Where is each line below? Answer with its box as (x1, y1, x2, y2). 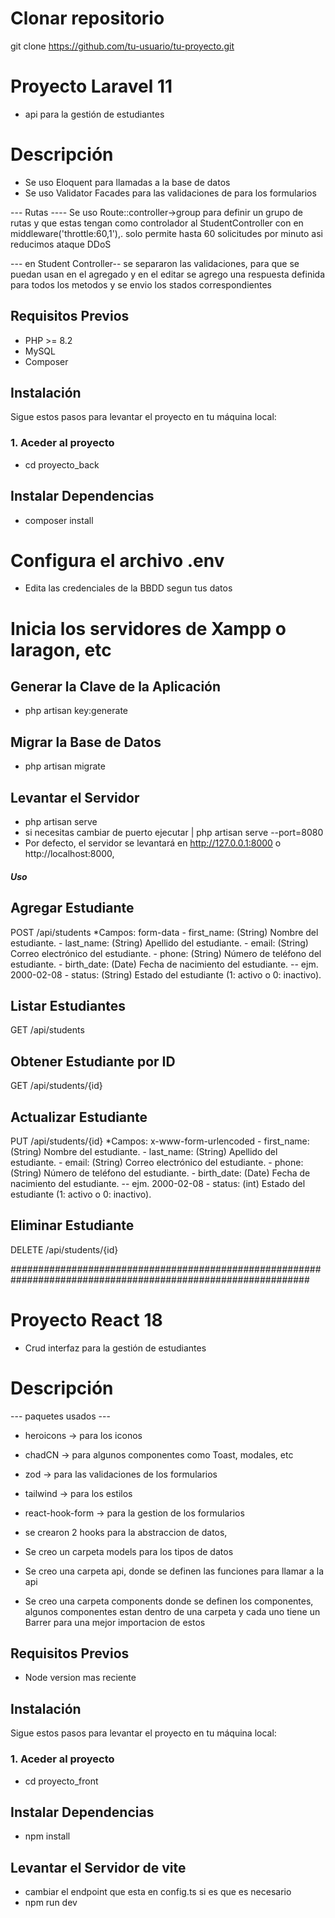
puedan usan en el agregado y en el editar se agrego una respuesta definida (10, 268, 326, 280)
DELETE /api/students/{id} (10, 1243, 119, 1256)
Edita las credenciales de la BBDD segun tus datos (24, 582, 233, 594)
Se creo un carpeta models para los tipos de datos (24, 1545, 234, 1557)
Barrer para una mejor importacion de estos (24, 1616, 206, 1628)
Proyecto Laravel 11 (10, 75, 173, 98)
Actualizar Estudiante (10, 1108, 148, 1126)
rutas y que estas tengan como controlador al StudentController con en (10, 217, 304, 229)
